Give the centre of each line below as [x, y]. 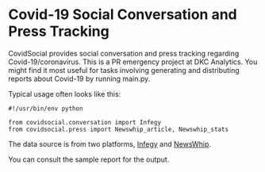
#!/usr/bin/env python [46, 109]
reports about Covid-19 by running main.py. [79, 78]
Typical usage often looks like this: [65, 94]
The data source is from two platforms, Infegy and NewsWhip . [110, 143]
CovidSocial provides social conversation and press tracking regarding [124, 53]
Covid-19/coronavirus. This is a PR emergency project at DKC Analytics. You [133, 62]
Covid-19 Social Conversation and [123, 15]
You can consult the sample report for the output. [89, 159]
